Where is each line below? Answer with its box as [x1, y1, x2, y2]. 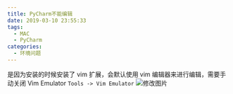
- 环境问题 [13, 50, 42, 57]
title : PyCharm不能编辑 [7, 10, 73, 18]
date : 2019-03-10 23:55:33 [7, 17, 87, 24]
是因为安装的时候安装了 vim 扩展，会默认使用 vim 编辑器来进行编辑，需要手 [7, 70, 227, 78]
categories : [7, 43, 42, 50]
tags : [7, 23, 23, 30]
